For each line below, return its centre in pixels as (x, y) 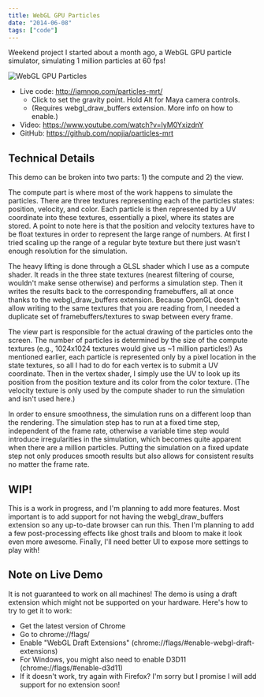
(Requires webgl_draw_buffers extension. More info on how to (132, 108)
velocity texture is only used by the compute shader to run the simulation (127, 390)
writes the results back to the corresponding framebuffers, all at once (121, 292)
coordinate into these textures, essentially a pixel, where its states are (121, 218)
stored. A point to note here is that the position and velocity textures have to (131, 226)
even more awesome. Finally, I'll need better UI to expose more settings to (128, 542)
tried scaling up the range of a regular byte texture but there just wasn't (124, 243)
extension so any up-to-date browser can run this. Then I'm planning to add (131, 525)
